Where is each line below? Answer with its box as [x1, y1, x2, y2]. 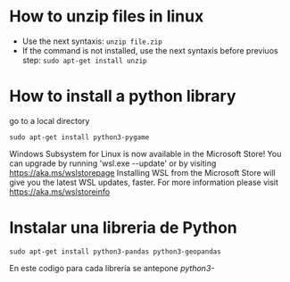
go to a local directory [9, 115, 90, 126]
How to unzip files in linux [9, 6, 204, 27]
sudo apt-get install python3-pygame [9, 132, 150, 142]
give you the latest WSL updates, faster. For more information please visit [9, 177, 279, 187]
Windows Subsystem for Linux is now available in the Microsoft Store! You [9, 148, 282, 159]
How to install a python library [9, 87, 236, 106]
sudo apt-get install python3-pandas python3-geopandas [9, 247, 221, 256]
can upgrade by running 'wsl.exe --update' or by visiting [9, 158, 217, 169]
